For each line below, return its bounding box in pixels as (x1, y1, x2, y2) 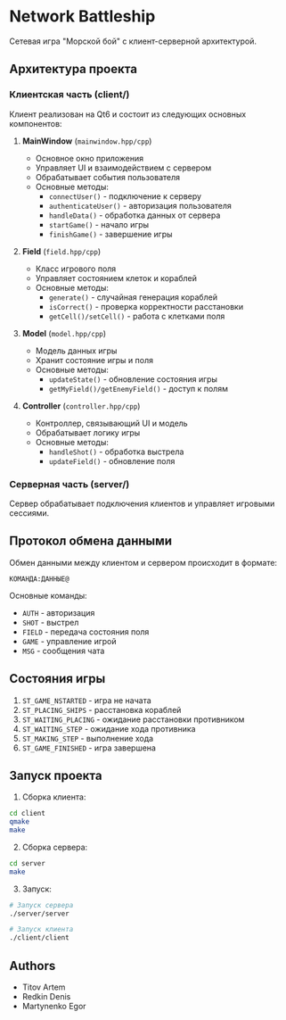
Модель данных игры (35, 345, 118, 356)
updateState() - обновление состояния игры (48, 373, 218, 385)
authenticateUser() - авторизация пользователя (48, 200, 232, 211)
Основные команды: (9, 590, 87, 601)
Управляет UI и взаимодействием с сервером (35, 162, 212, 173)
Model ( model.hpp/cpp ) (21, 328, 107, 338)
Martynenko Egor (21, 1001, 86, 1012)
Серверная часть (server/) (9, 477, 130, 490)
